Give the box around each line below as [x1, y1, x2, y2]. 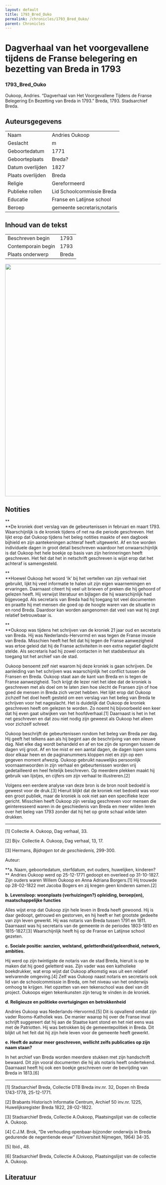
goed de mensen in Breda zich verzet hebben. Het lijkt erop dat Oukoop [5, 690, 151, 696]
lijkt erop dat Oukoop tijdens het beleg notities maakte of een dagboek [5, 534, 148, 540]
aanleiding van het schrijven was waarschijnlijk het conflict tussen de [5, 668, 146, 674]
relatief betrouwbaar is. [5, 612, 53, 618]
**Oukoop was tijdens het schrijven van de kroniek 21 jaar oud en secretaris [5, 627, 161, 633]
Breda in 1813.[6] [5, 1070, 40, 1076]
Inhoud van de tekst [5, 221, 68, 229]
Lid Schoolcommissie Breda [51, 188, 117, 195]
